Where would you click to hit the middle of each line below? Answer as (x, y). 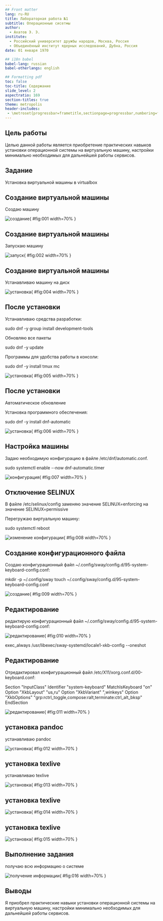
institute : (16, 37)
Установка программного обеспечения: (47, 412)
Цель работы (26, 133)
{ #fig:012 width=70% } (54, 748)
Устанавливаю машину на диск (37, 282)
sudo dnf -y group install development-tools (49, 328)
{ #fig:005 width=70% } (55, 376)
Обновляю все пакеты (28, 338)
